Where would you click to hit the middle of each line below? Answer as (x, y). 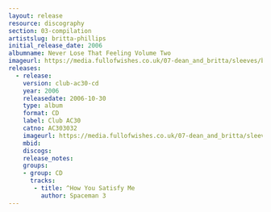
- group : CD (43, 173)
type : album (43, 106)
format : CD (41, 114)
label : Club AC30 (52, 121)
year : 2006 (41, 91)
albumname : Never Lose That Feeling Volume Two (90, 53)
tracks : (43, 181)
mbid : (32, 143)
